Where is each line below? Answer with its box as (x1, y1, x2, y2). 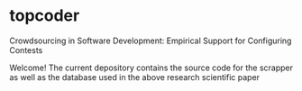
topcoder (9, 5, 80, 26)
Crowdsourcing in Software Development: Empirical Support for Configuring (9, 35, 292, 46)
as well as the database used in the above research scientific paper (9, 71, 260, 82)
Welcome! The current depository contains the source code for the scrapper (9, 62, 294, 73)
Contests (9, 44, 43, 55)
